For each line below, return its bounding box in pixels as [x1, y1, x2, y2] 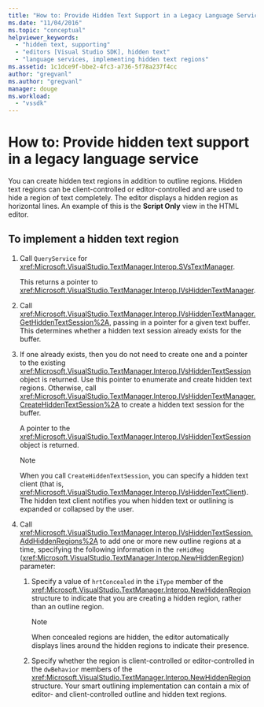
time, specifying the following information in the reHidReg [19, 545, 204, 554]
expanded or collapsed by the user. [19, 504, 134, 513]
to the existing [19, 358, 66, 367]
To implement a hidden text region [8, 233, 179, 246]
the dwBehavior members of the [31, 664, 133, 674]
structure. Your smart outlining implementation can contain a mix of [31, 681, 250, 690]
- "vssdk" [15, 99, 47, 107]
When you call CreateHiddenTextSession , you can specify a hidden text [19, 471, 249, 480]
